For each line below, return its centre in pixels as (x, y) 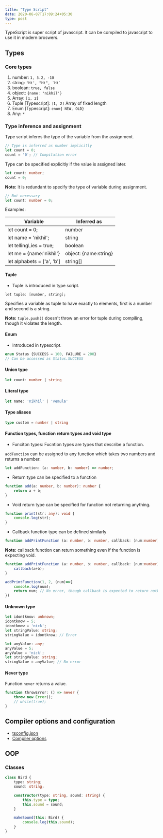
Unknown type (20, 606)
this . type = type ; (41, 800)
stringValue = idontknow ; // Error (41, 635)
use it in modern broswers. (32, 37)
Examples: (15, 209)
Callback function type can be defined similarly (59, 532)
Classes (15, 767)
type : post (16, 19)
